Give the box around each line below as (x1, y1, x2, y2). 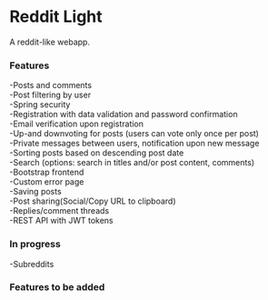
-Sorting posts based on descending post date (9, 147, 184, 158)
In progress (9, 238, 61, 251)
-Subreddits (9, 258, 55, 269)
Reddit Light (9, 6, 103, 27)
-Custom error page (9, 176, 84, 187)
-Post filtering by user (9, 89, 92, 101)
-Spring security (9, 99, 71, 110)
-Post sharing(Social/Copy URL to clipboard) (9, 195, 176, 206)
